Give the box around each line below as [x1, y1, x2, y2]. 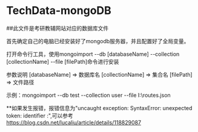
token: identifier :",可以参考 [6, 112, 74, 119]
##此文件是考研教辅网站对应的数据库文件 [6, 24, 109, 32]
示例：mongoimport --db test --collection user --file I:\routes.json [6, 91, 171, 99]
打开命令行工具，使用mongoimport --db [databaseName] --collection [6, 50, 180, 58]
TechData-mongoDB [6, 4, 112, 18]
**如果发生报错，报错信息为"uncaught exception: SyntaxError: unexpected [6, 104, 193, 111]
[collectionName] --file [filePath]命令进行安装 [6, 58, 119, 65]
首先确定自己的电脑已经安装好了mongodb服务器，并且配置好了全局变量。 [6, 37, 190, 44]
